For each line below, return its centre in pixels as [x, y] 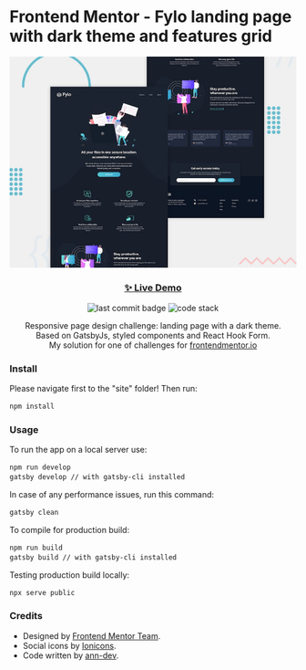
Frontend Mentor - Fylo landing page [151, 17]
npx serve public [42, 592]
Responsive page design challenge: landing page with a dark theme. [153, 325]
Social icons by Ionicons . [69, 645]
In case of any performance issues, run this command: [112, 495]
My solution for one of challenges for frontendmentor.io [153, 345]
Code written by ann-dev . [71, 655]
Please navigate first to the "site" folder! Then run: [103, 389]
